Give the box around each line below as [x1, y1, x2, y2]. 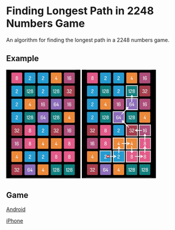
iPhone [6, 218, 24, 225]
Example [6, 53, 39, 63]
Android [6, 206, 26, 213]
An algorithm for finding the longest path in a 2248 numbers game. [6, 36, 170, 43]
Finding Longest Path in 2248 [6, 4, 154, 18]
